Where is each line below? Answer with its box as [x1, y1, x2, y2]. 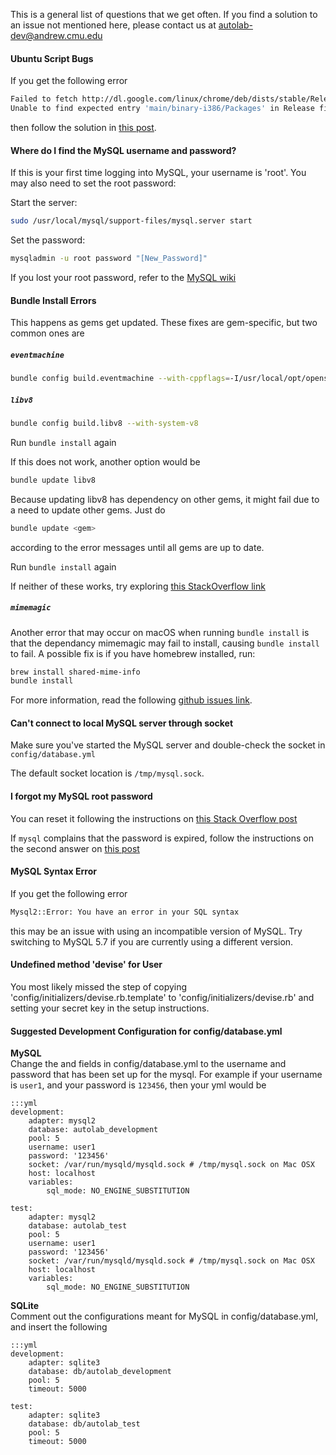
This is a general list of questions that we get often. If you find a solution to [10, 9, 318, 20]
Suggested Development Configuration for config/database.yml [10, 1025, 283, 1037]
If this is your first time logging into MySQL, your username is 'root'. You [10, 167, 307, 179]
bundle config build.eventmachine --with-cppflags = [10, 374, 230, 384]
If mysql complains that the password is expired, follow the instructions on [10, 832, 314, 844]
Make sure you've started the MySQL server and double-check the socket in [10, 739, 326, 751]
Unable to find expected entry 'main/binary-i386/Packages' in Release [10, 104, 315, 114]
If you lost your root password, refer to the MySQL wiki [10, 271, 237, 283]
